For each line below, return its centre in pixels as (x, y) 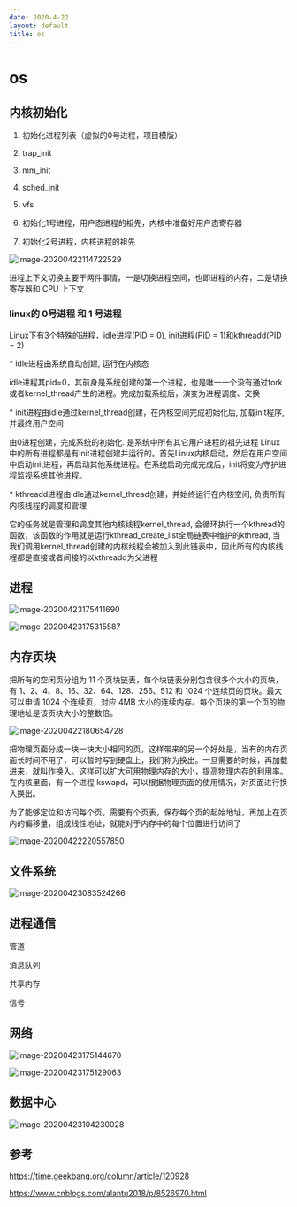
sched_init (41, 188)
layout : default (39, 26)
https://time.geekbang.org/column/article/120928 (99, 1176)
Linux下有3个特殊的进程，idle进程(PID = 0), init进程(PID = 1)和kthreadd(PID (145, 335)
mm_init (36, 170)
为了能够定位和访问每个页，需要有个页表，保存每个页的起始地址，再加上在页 (148, 813)
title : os (27, 34)
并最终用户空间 (36, 423)
